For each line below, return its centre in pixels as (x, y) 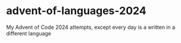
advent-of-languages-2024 (77, 11)
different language (29, 33)
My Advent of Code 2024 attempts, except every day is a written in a (91, 27)
